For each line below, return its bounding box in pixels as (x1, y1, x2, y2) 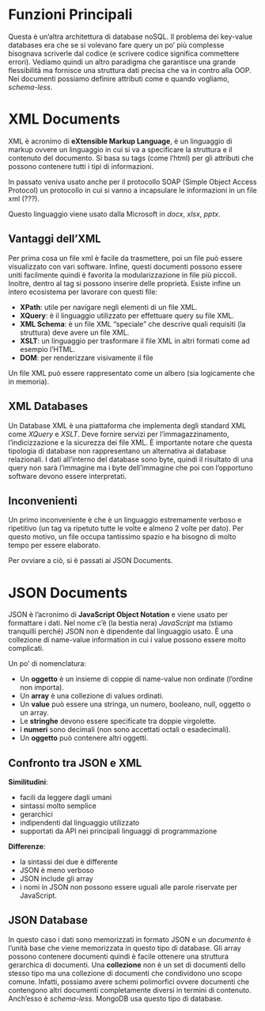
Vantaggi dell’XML (8, 232, 101, 246)
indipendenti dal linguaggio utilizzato (19, 818, 140, 828)
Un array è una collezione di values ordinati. (19, 691, 164, 701)
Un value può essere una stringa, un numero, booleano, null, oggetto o (19, 699, 252, 709)
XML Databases (8, 400, 89, 413)
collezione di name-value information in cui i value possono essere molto (8, 635, 247, 645)
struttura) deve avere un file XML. (19, 327, 130, 337)
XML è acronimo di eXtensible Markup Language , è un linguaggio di (8, 136, 233, 146)
